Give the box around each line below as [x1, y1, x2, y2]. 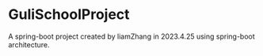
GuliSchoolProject [8, 6, 130, 24]
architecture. [8, 39, 50, 49]
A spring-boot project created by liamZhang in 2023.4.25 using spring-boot [8, 32, 255, 41]
